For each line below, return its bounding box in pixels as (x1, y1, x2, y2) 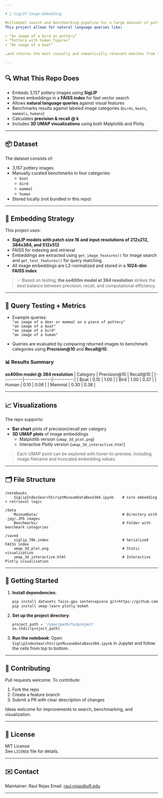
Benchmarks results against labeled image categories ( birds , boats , (12, 105, 148, 111)
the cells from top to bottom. (12, 646, 69, 651)
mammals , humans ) (12, 110, 45, 116)
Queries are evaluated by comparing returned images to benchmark (12, 341, 148, 347)
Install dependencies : (12, 589, 57, 595)
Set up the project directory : (12, 612, 70, 618)
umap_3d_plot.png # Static (14, 546, 140, 551)
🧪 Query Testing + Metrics (5, 302, 86, 310)
